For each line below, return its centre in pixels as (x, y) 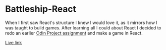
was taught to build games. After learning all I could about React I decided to (83, 27)
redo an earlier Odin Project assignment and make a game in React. (74, 33)
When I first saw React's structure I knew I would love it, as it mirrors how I (81, 23)
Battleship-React (41, 9)
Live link (14, 42)
